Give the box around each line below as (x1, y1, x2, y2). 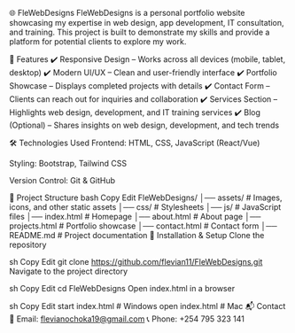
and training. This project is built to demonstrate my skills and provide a (9, 27, 270, 37)
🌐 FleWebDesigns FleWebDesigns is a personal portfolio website (9, 8, 245, 18)
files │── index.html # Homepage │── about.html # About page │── (9, 212, 261, 221)
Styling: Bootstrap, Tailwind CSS (9, 159, 127, 168)
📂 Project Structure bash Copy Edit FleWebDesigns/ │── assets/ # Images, (9, 192, 283, 203)
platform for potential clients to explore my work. (9, 36, 187, 47)
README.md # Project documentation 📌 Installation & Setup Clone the (9, 230, 265, 240)
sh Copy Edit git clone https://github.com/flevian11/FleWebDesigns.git (9, 257, 263, 267)
